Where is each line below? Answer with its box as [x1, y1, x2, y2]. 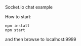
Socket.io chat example [5, 4, 53, 10]
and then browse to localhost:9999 [5, 37, 77, 42]
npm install [5, 23, 30, 28]
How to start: [5, 14, 32, 19]
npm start [5, 28, 26, 33]
